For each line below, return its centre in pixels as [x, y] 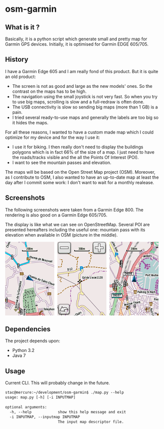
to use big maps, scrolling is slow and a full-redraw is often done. [78, 102]
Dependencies [28, 329]
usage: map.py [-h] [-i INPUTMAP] [41, 398]
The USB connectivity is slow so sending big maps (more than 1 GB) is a [85, 107]
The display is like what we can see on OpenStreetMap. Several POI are [77, 224]
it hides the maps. [30, 122]
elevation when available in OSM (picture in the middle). [61, 235]
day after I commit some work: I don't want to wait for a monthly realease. [80, 182]
